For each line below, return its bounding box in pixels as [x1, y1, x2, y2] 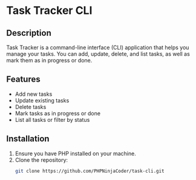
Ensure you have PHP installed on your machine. [15, 150, 136, 157]
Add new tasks [15, 90, 53, 98]
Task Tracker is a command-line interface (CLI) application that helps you [6, 44, 189, 51]
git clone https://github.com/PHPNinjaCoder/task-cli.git [15, 168, 165, 174]
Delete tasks [15, 103, 47, 110]
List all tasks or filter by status [15, 116, 90, 123]
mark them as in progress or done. [6, 57, 93, 64]
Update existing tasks [15, 96, 70, 104]
